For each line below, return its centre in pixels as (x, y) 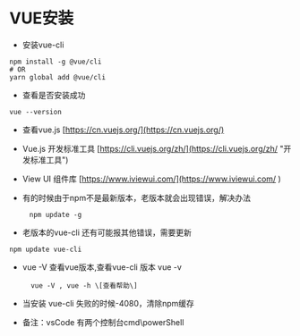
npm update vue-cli (46, 249)
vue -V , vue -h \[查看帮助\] (84, 286)
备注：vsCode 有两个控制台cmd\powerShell (103, 322)
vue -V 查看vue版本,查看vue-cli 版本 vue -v (102, 267)
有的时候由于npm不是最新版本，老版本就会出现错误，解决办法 (136, 197)
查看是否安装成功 (54, 95)
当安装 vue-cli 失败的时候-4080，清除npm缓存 (108, 303)
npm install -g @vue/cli (56, 62)
